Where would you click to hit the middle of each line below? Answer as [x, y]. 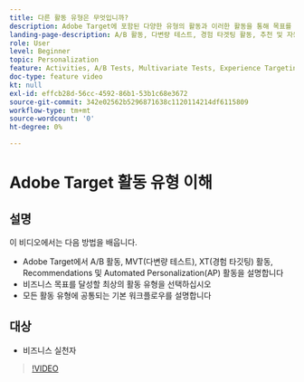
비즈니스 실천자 [49, 350]
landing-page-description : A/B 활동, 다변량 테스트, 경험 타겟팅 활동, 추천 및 [146, 34]
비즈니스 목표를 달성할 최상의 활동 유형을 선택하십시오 [117, 284]
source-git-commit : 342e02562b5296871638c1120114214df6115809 [129, 102]
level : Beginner [40, 52]
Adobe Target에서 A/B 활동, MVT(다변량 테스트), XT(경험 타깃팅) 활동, [147, 262]
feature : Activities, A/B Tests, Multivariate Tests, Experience [135, 69]
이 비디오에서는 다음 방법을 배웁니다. [73, 242]
